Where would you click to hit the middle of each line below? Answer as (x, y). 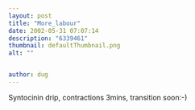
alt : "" (21, 53)
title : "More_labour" (45, 23)
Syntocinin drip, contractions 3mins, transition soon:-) (98, 97)
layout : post (30, 16)
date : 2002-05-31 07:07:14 (54, 31)
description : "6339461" (48, 38)
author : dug (28, 75)
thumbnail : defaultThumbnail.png (64, 46)
